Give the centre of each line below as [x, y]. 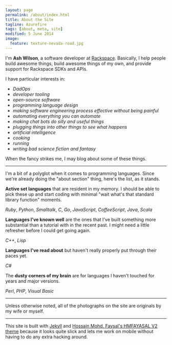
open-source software [36, 99]
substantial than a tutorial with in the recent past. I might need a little [77, 225]
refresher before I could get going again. [48, 230]
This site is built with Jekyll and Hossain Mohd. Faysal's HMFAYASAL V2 [81, 326]
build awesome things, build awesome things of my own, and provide [78, 63]
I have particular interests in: [35, 79]
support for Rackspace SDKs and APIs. [47, 69]
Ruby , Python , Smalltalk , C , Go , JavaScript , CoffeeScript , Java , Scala [79, 209]
